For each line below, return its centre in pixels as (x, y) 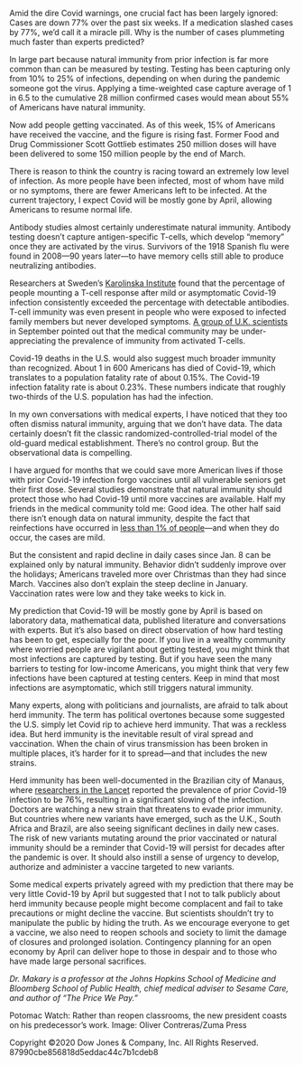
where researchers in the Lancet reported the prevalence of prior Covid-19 (148, 790)
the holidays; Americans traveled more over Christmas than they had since (148, 574)
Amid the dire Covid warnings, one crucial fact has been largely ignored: (144, 13)
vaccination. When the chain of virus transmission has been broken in (139, 744)
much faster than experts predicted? (77, 42)
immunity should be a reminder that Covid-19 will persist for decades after (147, 848)
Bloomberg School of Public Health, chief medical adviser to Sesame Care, (149, 988)
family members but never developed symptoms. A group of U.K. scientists (149, 321)
